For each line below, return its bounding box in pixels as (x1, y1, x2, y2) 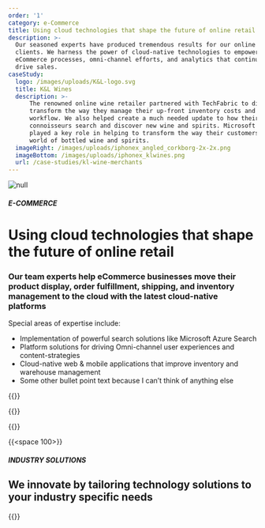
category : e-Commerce (8, 19, 80, 27)
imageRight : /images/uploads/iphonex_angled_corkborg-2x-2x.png (15, 144, 231, 152)
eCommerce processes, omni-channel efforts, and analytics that (15, 56, 231, 64)
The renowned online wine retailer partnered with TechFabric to (28, 100, 248, 107)
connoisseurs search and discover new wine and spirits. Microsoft (28, 122, 256, 130)
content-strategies (19, 351, 80, 360)
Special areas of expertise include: (8, 319, 121, 328)
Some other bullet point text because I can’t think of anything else (19, 376, 234, 386)
